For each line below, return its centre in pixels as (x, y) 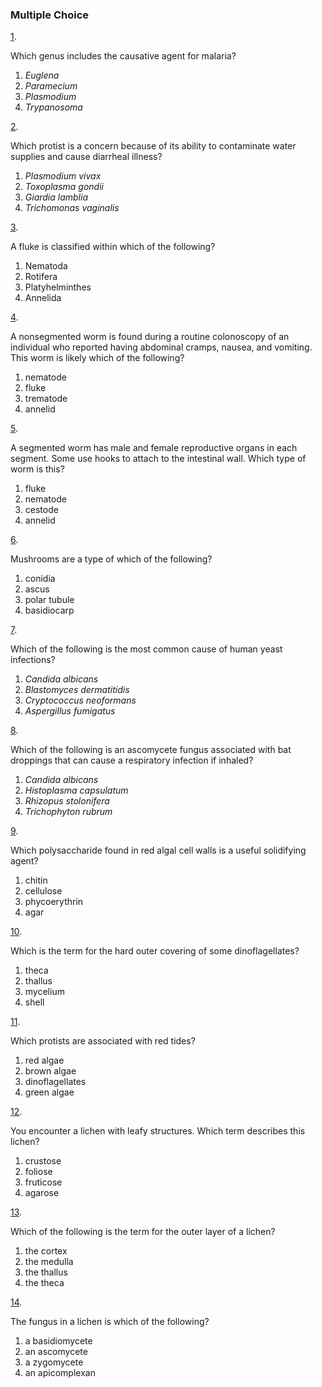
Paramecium (51, 86)
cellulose (43, 891)
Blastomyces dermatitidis (77, 690)
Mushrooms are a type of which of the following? (111, 559)
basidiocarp (49, 610)
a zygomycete (54, 1362)
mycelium (44, 992)
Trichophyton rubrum (68, 812)
